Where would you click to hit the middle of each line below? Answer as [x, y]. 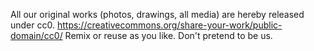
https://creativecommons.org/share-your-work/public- [169, 25]
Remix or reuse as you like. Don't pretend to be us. [168, 35]
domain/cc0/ [36, 35]
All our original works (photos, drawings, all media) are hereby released [157, 14]
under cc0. [32, 25]
